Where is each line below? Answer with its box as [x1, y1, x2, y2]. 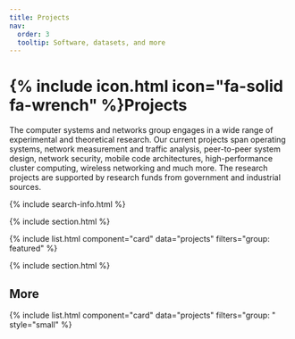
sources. [9, 182, 42, 193]
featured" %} [9, 243, 58, 254]
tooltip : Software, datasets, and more [17, 37, 166, 47]
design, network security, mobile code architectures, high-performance [9, 153, 274, 164]
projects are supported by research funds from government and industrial [9, 172, 282, 183]
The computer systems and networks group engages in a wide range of [9, 125, 274, 136]
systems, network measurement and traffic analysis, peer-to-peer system [9, 144, 282, 154]
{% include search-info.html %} [9, 199, 126, 210]
